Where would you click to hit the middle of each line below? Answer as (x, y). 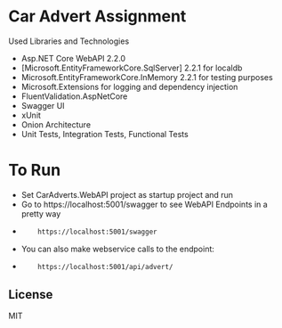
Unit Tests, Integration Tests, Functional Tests (105, 134)
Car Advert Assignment (97, 16)
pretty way (41, 213)
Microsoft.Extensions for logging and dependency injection (129, 86)
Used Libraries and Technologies (69, 41)
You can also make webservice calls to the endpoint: (118, 249)
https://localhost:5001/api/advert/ (105, 266)
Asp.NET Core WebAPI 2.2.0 (73, 58)
